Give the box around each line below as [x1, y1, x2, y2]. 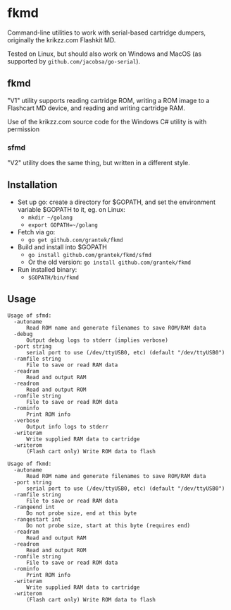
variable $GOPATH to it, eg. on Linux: [17, 205, 125, 213]
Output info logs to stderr [25, 423, 109, 430]
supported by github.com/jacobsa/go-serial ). [7, 56, 141, 65]
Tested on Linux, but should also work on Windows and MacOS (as [7, 49, 202, 58]
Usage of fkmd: [7, 460, 52, 467]
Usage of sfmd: [7, 312, 52, 319]
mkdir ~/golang [27, 214, 73, 221]
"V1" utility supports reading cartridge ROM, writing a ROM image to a [7, 96, 210, 104]
